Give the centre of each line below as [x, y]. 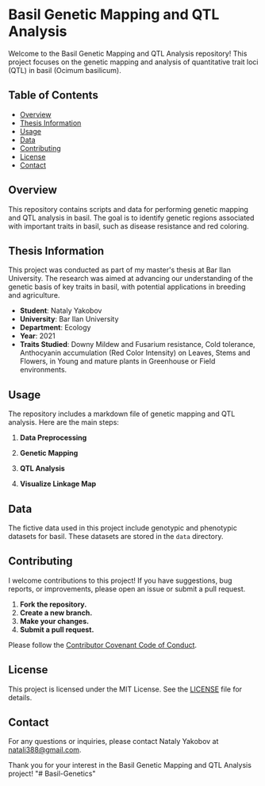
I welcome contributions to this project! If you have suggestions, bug [120, 580]
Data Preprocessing [53, 437]
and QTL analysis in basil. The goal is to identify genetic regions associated [131, 218]
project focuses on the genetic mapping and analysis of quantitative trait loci [134, 62]
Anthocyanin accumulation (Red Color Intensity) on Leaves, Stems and [135, 353]
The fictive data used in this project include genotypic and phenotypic [123, 528]
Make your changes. [54, 621]
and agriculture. [34, 295]
